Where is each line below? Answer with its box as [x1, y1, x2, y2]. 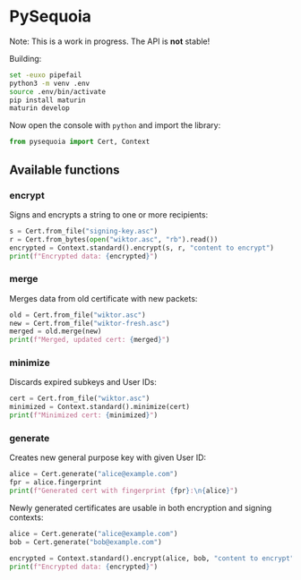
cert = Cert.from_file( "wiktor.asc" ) [9, 394, 150, 404]
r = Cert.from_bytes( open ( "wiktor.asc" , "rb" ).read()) [9, 235, 219, 243]
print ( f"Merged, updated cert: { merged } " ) [9, 336, 170, 345]
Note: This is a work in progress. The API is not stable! [9, 36, 211, 47]
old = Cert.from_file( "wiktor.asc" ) [9, 311, 146, 320]
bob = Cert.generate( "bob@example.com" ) [9, 537, 163, 547]
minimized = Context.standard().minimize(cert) [9, 403, 191, 412]
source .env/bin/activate [9, 87, 106, 96]
